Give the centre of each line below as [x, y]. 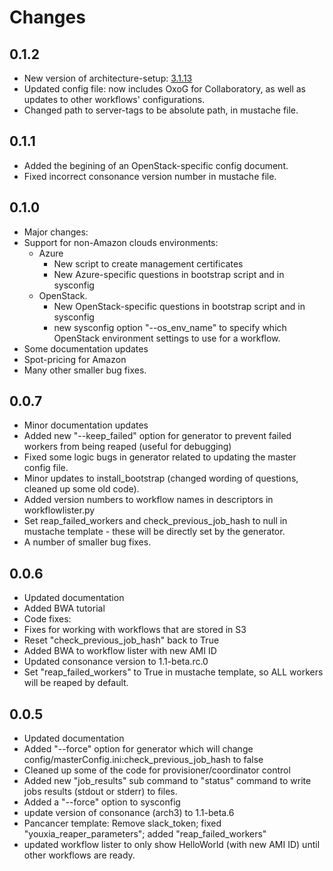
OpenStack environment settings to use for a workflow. [167, 338]
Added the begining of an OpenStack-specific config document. [156, 165]
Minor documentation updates [86, 425]
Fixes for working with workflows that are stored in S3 [135, 630]
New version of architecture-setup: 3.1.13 [108, 78]
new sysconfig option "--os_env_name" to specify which [170, 327]
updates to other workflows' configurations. [114, 99]
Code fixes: [47, 619]
